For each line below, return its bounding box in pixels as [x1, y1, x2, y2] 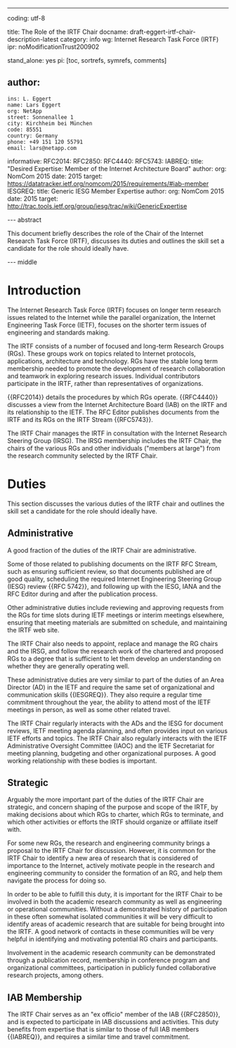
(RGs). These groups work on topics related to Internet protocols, [7, 349, 197, 358]
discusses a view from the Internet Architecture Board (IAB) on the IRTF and [7, 400, 228, 408]
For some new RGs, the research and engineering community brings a [7, 839, 210, 847]
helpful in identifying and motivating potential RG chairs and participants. [7, 935, 218, 944]
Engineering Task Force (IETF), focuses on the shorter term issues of [7, 320, 207, 329]
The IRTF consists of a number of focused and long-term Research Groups [7, 342, 225, 350]
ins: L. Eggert [7, 95, 52, 102]
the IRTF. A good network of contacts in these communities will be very [7, 928, 214, 936]
